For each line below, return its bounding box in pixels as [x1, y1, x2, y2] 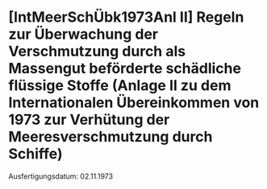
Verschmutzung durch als [8, 43, 186, 60]
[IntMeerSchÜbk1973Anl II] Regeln [8, 8, 244, 27]
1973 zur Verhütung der [8, 111, 170, 129]
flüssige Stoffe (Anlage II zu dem [8, 76, 232, 95]
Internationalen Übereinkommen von [8, 93, 260, 112]
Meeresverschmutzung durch [8, 128, 213, 146]
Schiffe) [8, 145, 63, 163]
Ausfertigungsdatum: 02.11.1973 [8, 171, 114, 181]
